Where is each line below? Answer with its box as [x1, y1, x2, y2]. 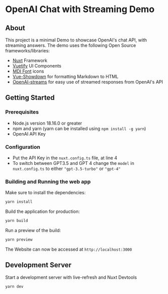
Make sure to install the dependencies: [5, 190, 86, 196]
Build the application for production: [5, 208, 80, 215]
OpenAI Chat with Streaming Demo [5, 4, 155, 15]
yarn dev [5, 284, 24, 289]
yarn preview [5, 237, 33, 243]
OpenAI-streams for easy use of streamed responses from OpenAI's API [12, 79, 163, 85]
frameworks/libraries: [5, 48, 50, 53]
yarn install [5, 199, 33, 205]
